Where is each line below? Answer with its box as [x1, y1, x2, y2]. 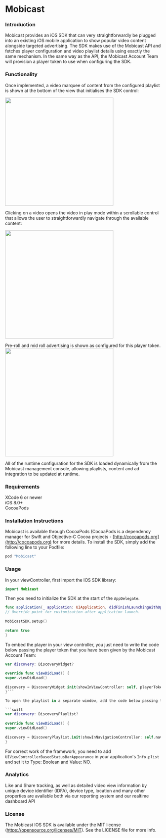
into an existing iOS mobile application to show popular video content [5, 38, 146, 44]
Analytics [5, 771, 29, 778]
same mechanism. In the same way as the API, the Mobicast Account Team [5, 53, 158, 59]
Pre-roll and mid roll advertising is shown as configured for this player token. [5, 343, 161, 348]
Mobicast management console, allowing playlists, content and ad [5, 465, 140, 471]
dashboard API [5, 798, 36, 804]
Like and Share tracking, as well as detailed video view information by [5, 782, 147, 788]
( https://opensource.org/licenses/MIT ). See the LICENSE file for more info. [5, 827, 157, 833]
